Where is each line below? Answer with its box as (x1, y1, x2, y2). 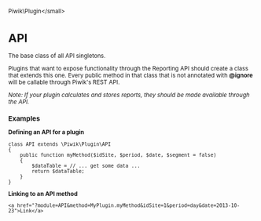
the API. (8, 98, 30, 106)
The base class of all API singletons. (8, 52, 106, 60)
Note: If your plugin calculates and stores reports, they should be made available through (8, 91, 250, 99)
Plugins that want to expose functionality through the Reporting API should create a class (8, 64, 249, 72)
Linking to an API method (8, 190, 79, 197)
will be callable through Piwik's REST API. (8, 78, 120, 86)
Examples (8, 114, 41, 123)
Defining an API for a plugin (8, 129, 85, 136)
